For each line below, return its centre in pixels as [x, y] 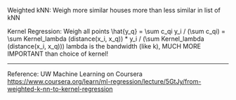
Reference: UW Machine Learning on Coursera [75, 74]
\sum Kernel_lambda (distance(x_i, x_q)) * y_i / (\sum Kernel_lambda [106, 39]
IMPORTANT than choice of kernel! [58, 54]
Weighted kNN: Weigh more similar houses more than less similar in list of [114, 10]
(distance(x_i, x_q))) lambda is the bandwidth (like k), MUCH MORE [104, 46]
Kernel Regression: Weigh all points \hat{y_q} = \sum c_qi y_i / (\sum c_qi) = [117, 31]
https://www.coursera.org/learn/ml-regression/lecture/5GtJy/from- [104, 81]
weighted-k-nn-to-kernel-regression [60, 89]
